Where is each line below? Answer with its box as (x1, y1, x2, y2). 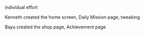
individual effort (5, 5, 38, 10)
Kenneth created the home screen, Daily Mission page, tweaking (5, 14, 140, 20)
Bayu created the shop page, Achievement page (5, 24, 106, 30)
